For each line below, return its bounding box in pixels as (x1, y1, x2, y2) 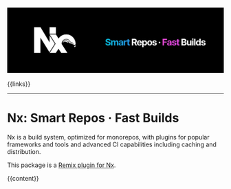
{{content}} (7, 175, 39, 183)
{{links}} (7, 80, 31, 88)
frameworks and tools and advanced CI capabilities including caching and (7, 140, 217, 148)
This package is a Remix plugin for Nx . (7, 161, 116, 169)
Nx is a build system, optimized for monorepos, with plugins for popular (7, 133, 210, 142)
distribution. (7, 148, 41, 156)
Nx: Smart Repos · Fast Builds (7, 111, 179, 126)
